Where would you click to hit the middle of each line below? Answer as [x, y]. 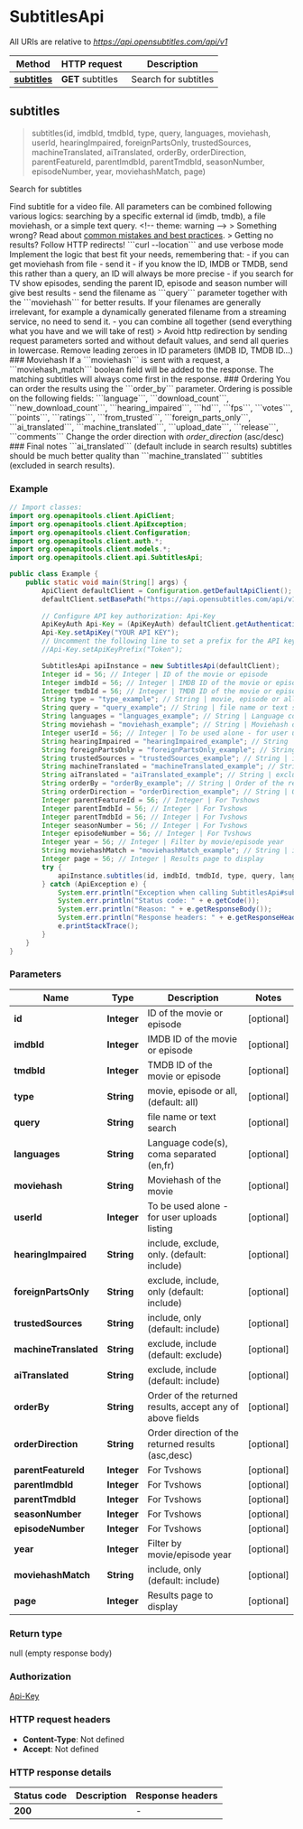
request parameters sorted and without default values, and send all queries [149, 340]
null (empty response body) [61, 1653]
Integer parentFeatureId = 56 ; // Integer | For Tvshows [151, 800]
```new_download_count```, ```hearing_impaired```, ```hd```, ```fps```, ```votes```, [151, 407]
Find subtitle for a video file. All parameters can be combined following [141, 206]
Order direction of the [193, 1433]
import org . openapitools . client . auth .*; [87, 541]
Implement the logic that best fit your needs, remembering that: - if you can [149, 254]
